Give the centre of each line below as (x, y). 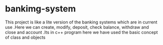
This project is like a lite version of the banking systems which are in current (81, 22)
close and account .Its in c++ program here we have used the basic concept (81, 32)
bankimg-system (41, 9)
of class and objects (25, 37)
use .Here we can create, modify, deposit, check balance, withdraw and (77, 27)
